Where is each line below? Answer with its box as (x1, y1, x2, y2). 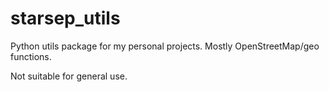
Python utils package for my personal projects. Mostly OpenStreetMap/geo (10, 40, 320, 52)
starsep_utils (10, 7, 121, 30)
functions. (10, 50, 52, 62)
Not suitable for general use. (10, 70, 128, 82)
